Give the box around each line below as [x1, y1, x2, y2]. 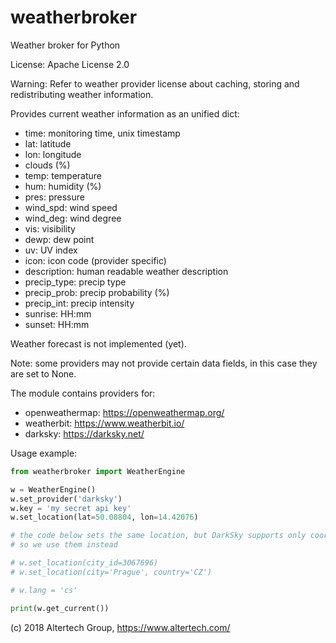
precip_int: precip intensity [24, 297, 135, 309]
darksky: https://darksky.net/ [24, 427, 145, 440]
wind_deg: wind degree [24, 212, 122, 224]
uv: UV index [24, 244, 78, 256]
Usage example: [10, 447, 78, 459]
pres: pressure [24, 191, 85, 203]
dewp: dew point [24, 233, 95, 245]
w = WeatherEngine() [10, 484, 97, 495]
